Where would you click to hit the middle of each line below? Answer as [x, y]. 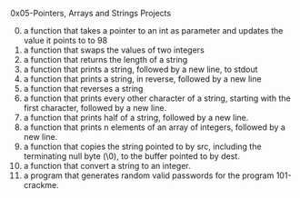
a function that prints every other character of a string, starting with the [157, 98]
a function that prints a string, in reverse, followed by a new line [142, 79]
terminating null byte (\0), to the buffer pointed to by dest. [131, 156]
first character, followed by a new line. [95, 108]
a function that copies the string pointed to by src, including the [142, 146]
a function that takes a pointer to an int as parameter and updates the [153, 30]
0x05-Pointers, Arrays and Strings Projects [91, 13]
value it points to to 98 [65, 40]
